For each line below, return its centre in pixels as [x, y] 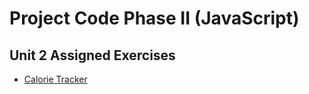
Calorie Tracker [55, 79]
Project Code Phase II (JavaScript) [154, 18]
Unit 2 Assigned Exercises [92, 55]
